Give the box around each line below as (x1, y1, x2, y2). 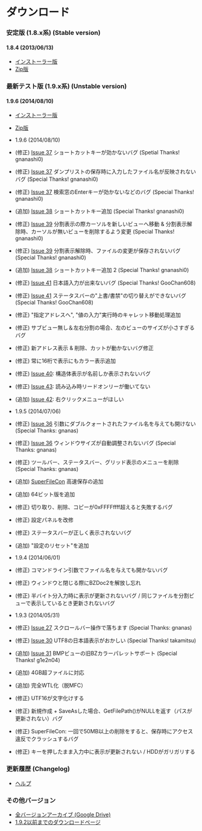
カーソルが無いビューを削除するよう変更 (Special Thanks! (31, 228, 175, 235)
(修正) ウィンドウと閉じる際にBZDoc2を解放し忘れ (14, 580, 141, 587)
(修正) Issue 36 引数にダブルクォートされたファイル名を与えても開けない (14, 420, 196, 428)
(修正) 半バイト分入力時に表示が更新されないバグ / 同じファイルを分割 (14, 592, 189, 599)
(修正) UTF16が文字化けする (14, 695, 84, 702)
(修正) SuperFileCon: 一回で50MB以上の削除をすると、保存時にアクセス (14, 728, 194, 735)
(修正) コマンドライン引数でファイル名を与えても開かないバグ (14, 566, 168, 573)
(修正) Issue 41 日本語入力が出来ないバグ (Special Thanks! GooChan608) (14, 279, 196, 286)
